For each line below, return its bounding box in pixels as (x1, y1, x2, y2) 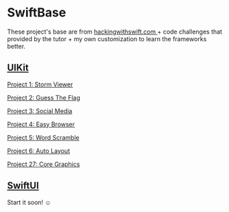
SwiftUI (7, 180, 39, 191)
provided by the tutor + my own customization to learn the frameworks (7, 34, 207, 43)
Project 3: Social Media (7, 106, 73, 115)
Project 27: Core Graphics (7, 160, 80, 168)
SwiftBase (7, 5, 67, 21)
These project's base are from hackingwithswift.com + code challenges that (7, 27, 223, 36)
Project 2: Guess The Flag (7, 93, 81, 102)
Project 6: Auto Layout (7, 146, 71, 155)
